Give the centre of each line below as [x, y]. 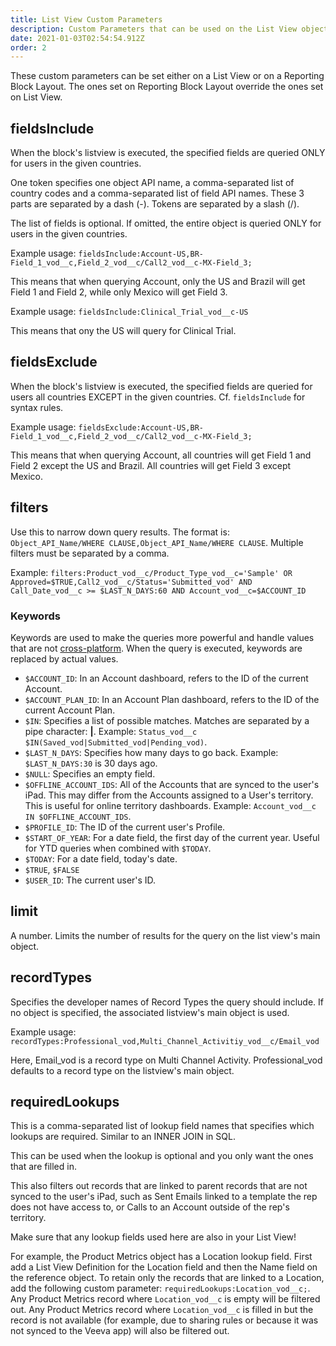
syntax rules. [37, 407]
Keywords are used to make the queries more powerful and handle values [162, 637]
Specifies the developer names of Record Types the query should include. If [167, 1002]
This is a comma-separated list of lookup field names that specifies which [162, 1126]
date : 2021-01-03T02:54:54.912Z [77, 38]
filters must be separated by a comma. [90, 553]
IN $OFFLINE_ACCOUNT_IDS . [78, 816]
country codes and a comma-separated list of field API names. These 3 [157, 193]
